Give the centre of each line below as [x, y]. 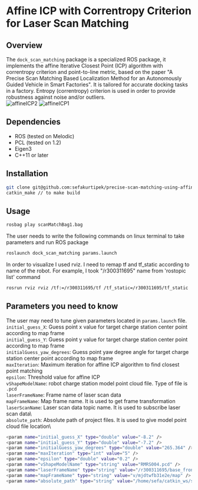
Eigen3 [23, 148]
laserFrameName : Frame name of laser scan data [64, 395]
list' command [23, 277]
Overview [24, 45]
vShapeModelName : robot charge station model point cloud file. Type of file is [97, 383]
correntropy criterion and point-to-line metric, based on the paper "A [90, 72]
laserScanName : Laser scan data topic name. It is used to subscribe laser [93, 407]
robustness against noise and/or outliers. [56, 97]
